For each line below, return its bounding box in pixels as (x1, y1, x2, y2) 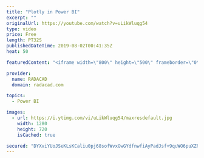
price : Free (6, 32, 36, 38)
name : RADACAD (12, 76, 47, 82)
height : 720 (17, 126, 47, 132)
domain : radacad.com (12, 81, 64, 88)
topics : (6, 92, 26, 99)
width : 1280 (17, 120, 47, 126)
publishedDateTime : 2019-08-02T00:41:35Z (6, 43, 113, 49)
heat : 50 (6, 49, 29, 55)
